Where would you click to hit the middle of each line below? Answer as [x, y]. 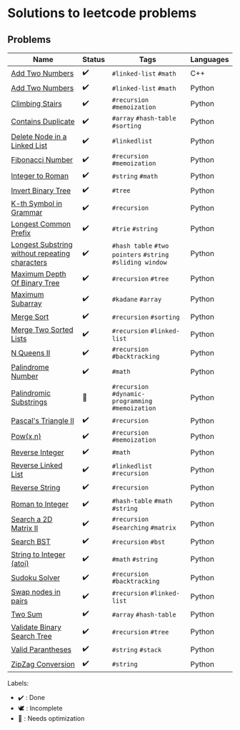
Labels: [18, 683]
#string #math [135, 176]
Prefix [21, 233]
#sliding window [139, 262]
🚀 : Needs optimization [51, 718]
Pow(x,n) [26, 436]
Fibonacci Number [42, 160]
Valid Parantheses [41, 649]
